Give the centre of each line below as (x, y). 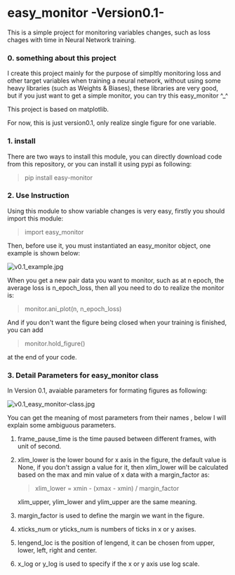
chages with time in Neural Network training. (72, 39)
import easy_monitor (54, 232)
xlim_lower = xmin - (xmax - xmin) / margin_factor (107, 489)
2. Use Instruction (38, 196)
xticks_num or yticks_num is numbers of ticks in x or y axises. (107, 529)
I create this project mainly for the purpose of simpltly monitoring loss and (114, 73)
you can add (25, 330)
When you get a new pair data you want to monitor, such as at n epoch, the (116, 280)
